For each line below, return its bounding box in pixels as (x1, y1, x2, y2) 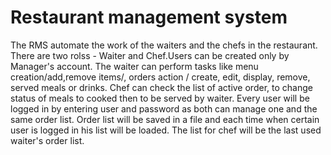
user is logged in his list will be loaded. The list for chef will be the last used (10, 124, 322, 136)
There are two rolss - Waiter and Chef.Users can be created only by (10, 49, 290, 61)
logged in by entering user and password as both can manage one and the (10, 102, 318, 115)
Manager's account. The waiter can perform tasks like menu (10, 60, 259, 72)
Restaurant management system (10, 6, 288, 29)
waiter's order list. (10, 134, 85, 146)
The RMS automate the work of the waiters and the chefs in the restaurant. (10, 39, 318, 51)
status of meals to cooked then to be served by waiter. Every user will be (10, 92, 310, 104)
